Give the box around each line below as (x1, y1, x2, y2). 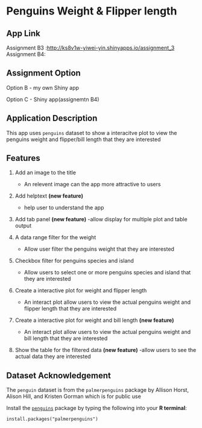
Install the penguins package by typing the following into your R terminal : (6, 404, 187, 412)
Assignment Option (6, 68, 81, 78)
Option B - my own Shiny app (6, 84, 80, 91)
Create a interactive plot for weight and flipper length (14, 287, 147, 294)
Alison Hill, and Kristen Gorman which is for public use (6, 393, 142, 400)
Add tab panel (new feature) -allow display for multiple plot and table (14, 216, 188, 223)
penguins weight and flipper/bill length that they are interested (6, 136, 161, 143)
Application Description (6, 113, 98, 124)
